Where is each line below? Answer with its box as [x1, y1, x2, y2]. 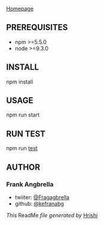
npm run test [6, 145, 38, 152]
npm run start [6, 111, 40, 119]
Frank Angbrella [6, 180, 54, 188]
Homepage [6, 5, 34, 12]
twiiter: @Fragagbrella [14, 193, 70, 200]
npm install [6, 78, 33, 85]
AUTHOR [6, 162, 41, 172]
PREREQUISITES [6, 22, 68, 32]
